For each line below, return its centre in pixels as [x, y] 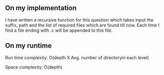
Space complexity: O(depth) [34, 67]
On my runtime [28, 46]
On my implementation [41, 8]
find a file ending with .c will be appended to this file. [59, 30]
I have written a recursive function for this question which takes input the [79, 20]
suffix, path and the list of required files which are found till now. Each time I [82, 25]
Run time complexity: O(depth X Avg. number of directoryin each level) [77, 57]
